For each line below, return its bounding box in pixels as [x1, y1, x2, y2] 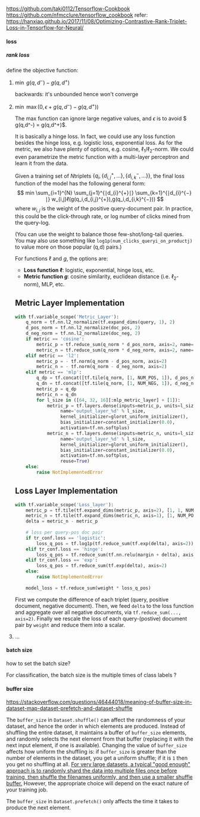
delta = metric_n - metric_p [26, 518, 98, 525]
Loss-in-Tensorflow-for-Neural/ [6, 24, 84, 31]
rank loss [6, 51, 30, 59]
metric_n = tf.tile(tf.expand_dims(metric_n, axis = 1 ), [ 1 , [26, 513, 176, 519]
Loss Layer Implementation [14, 486, 118, 496]
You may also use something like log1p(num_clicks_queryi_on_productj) [14, 237, 193, 244]
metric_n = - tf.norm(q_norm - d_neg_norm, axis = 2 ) [36, 364, 167, 370]
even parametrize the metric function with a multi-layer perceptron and [14, 153, 189, 160]
